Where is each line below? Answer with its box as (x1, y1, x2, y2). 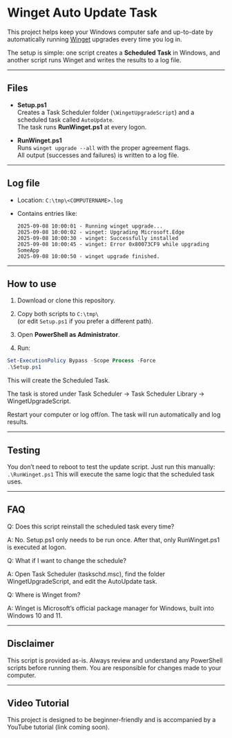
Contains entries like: (17, 209, 77, 217)
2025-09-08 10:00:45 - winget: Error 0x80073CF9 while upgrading (17, 241, 209, 248)
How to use (7, 278, 57, 290)
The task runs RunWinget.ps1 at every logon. (17, 122, 147, 131)
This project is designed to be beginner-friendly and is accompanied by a (7, 716, 216, 724)
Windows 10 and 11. (7, 611, 63, 620)
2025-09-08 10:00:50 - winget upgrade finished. (17, 252, 160, 260)
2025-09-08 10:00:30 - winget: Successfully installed (17, 234, 179, 241)
